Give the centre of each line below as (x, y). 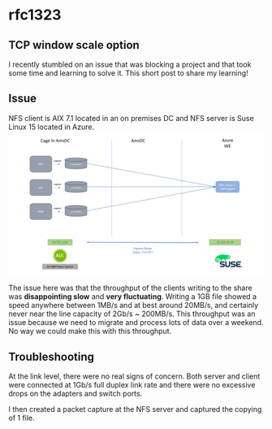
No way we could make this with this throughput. (90, 331)
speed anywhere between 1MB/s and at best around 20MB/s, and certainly (134, 305)
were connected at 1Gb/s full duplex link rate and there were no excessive (132, 385)
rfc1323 (35, 15)
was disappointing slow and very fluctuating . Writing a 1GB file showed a (133, 297)
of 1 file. (22, 418)
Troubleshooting (52, 356)
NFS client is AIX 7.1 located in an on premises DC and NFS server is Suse (131, 118)
